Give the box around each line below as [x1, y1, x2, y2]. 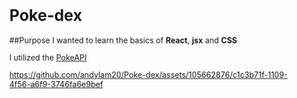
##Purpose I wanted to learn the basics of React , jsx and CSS [9, 35, 238, 45]
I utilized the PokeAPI [9, 52, 87, 62]
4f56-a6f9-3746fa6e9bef [9, 78, 104, 89]
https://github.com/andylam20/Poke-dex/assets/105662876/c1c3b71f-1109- [9, 69, 288, 80]
